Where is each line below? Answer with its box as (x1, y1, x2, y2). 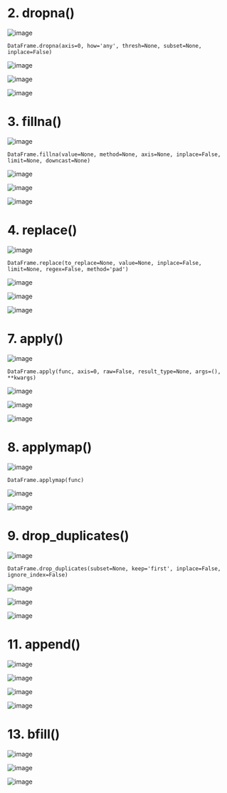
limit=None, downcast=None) (7, 157, 91, 164)
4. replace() (7, 222, 78, 238)
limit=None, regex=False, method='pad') (7, 266, 130, 273)
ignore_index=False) (7, 571, 69, 578)
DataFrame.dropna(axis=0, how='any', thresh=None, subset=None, (7, 42, 202, 49)
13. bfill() (7, 726, 60, 742)
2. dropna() (7, 5, 75, 21)
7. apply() (7, 331, 64, 347)
